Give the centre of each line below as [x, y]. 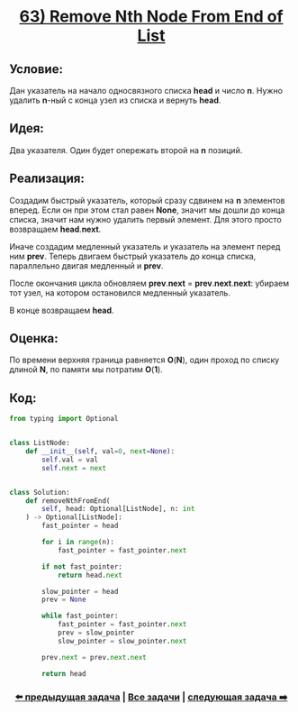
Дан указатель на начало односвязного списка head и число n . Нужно [146, 91]
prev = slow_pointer [96, 633]
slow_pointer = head [80, 591]
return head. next [90, 575]
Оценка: [34, 338]
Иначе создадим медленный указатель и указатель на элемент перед [145, 246]
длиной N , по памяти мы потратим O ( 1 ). [86, 370]
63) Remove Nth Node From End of [151, 17]
